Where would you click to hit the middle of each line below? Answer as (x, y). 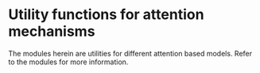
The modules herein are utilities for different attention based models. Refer (130, 53)
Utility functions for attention (106, 15)
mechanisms (52, 31)
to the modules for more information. (68, 62)
